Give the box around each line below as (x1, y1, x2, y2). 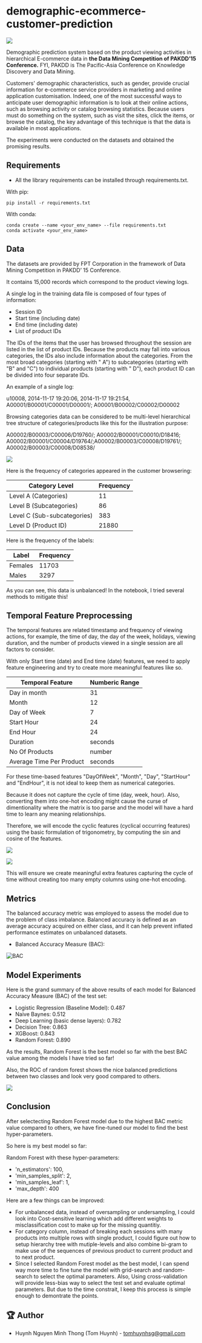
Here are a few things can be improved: (6, 1196, 105, 1204)
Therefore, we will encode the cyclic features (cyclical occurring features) (6, 822, 191, 830)
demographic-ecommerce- (6, 4, 146, 18)
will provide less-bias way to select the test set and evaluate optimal (15, 1279, 186, 1286)
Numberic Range (90, 678, 140, 687)
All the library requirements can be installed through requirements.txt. (15, 176, 189, 183)
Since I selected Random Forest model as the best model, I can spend (15, 1259, 189, 1267)
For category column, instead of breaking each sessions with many (15, 1227, 183, 1235)
